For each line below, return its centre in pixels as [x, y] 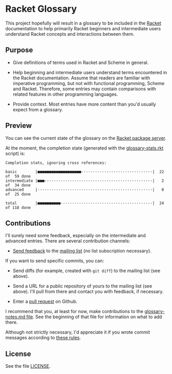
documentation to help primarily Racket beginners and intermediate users [83, 28]
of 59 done [18, 176]
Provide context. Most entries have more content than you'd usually [84, 104]
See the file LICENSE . [28, 366]
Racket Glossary [41, 9]
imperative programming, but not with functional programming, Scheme [89, 83]
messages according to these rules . [43, 338]
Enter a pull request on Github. [45, 302]
